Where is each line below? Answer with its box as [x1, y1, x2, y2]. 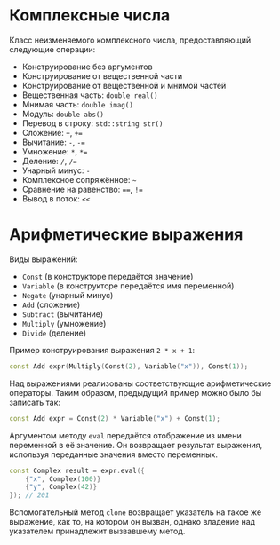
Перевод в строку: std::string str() [21, 117, 164, 129]
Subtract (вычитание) [21, 308, 104, 320]
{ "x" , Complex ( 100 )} [25, 474, 101, 484]
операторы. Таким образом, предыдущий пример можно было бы [9, 387, 262, 398]
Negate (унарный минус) [21, 289, 114, 300]
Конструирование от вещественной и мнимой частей [21, 80, 227, 91]
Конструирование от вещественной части [21, 70, 183, 81]
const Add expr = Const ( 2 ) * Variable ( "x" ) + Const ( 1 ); [9, 414, 220, 423]
